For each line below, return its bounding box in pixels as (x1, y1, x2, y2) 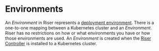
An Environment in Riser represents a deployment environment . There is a (5, 20, 155, 25)
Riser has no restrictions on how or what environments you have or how (5, 30, 151, 36)
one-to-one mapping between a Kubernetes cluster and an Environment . (5, 25, 152, 30)
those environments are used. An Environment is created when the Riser (5, 35, 151, 41)
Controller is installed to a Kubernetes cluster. (5, 40, 97, 46)
